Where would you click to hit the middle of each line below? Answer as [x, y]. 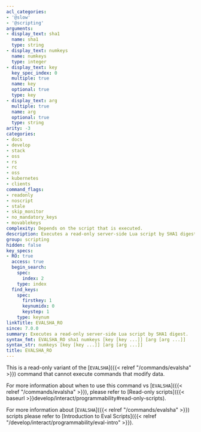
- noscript [20, 201]
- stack [16, 151]
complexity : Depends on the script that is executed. [75, 228]
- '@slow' [19, 17]
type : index [32, 284]
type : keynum [33, 317]
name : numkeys [29, 56]
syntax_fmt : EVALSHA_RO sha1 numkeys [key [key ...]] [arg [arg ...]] [96, 339]
